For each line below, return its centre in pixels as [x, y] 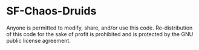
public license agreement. [38, 40]
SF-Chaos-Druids [51, 11]
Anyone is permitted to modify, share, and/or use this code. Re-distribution [99, 28]
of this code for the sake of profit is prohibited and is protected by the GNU [100, 34]
